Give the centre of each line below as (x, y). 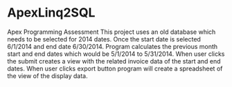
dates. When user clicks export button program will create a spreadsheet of (115, 68)
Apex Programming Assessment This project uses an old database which (111, 32)
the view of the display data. (47, 76)
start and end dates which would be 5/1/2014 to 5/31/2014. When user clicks (116, 54)
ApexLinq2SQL (51, 13)
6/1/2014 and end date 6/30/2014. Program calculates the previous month (113, 46)
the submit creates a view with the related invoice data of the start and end (114, 61)
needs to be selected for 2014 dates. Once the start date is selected (104, 39)
